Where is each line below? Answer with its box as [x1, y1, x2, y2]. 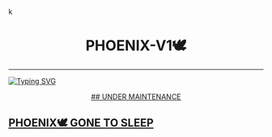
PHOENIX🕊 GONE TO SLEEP [8, 116, 154, 130]
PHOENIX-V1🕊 [85, 36, 187, 55]
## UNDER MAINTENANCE [91, 92, 181, 102]
